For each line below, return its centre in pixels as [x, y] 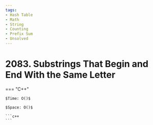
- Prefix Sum [19, 34]
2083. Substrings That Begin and [77, 64]
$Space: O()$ [19, 107]
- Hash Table [19, 15]
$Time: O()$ [18, 98]
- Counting [17, 29]
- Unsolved [17, 39]
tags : [11, 10]
